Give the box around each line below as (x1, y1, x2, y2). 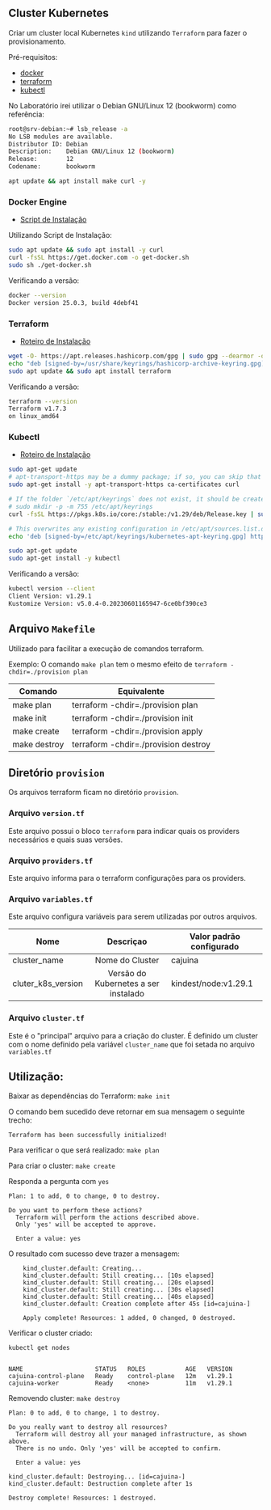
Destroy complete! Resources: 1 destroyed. (8, 1494, 157, 1503)
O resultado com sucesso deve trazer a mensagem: (8, 1249, 180, 1258)
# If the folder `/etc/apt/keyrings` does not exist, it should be (8, 495, 240, 504)
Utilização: (8, 1070, 64, 1084)
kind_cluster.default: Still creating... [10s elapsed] (23, 1271, 215, 1280)
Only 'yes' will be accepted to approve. (15, 1220, 157, 1229)
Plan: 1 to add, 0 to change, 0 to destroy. (8, 1192, 161, 1200)
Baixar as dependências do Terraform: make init (8, 1091, 171, 1101)
